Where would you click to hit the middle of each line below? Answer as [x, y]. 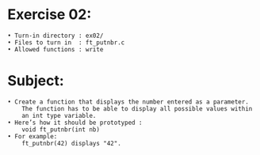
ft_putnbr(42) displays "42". [72, 143]
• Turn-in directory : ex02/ [55, 36]
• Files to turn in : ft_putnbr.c [66, 42]
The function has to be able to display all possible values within [137, 108]
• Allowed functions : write [55, 49]
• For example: [32, 136]
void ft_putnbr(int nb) [61, 129]
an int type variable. [59, 115]
